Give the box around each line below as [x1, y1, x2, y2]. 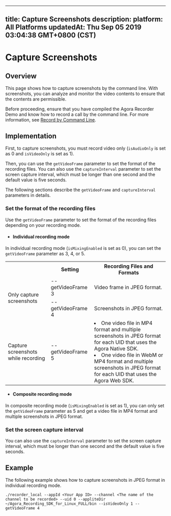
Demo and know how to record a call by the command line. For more [5, 111, 149, 118]
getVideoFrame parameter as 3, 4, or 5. [5, 250, 85, 256]
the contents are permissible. [5, 96, 67, 102]
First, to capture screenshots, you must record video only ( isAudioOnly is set [5, 145, 166, 151]
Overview [5, 72, 37, 80]
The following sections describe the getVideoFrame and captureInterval [5, 187, 156, 193]
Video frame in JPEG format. [94, 284, 162, 291]
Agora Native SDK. [94, 345, 139, 352]
